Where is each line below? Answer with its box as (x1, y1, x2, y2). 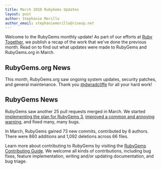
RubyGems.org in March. (5, 50, 55, 55)
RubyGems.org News (5, 64, 71, 72)
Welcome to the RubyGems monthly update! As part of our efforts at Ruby (5, 34, 153, 40)
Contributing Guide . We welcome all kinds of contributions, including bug (5, 148, 151, 153)
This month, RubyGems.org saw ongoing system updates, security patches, (5, 76, 157, 83)
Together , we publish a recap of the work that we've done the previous (5, 39, 146, 45)
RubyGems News (5, 96, 58, 104)
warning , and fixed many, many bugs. (5, 118, 80, 124)
